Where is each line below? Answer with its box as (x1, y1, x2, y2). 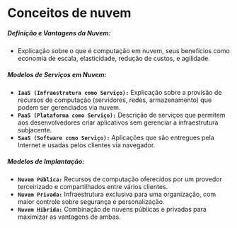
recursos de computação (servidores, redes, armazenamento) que (17, 96, 212, 104)
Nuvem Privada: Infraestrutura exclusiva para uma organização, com (17, 190, 216, 199)
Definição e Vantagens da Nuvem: (7, 28, 111, 37)
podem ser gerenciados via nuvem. (17, 103, 121, 112)
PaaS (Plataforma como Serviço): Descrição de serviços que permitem (17, 111, 226, 120)
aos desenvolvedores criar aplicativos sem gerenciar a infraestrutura (17, 118, 219, 127)
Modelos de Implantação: (7, 157, 85, 166)
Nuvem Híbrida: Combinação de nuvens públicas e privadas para (17, 205, 207, 214)
